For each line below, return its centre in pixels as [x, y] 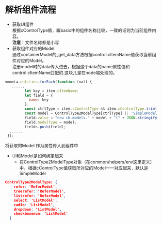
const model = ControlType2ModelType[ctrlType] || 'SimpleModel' [92, 113]
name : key [39, 100]
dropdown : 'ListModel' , [38, 209]
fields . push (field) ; [45, 127]
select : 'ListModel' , [35, 200]
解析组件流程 [31, 10]
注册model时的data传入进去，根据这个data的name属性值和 [71, 66]
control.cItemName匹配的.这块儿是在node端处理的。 [65, 73]
